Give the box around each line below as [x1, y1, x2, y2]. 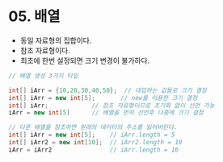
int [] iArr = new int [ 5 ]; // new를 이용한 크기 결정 [8, 93, 198, 102]
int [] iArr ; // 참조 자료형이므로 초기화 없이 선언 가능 [8, 102, 215, 110]
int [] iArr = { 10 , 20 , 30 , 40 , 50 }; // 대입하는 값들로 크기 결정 [8, 86, 208, 94]
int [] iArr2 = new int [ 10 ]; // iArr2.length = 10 [8, 139, 183, 147]
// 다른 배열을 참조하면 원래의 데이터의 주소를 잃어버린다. [8, 123, 178, 131]
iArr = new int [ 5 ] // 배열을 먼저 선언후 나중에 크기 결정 [8, 109, 204, 117]
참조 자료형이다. [19, 45, 70, 55]
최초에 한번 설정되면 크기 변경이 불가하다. [19, 56, 150, 65]
